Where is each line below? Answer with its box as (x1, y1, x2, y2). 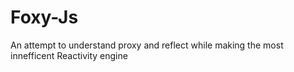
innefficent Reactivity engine (10, 49, 128, 61)
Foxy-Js (10, 6, 79, 29)
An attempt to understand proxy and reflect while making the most (10, 39, 284, 51)
